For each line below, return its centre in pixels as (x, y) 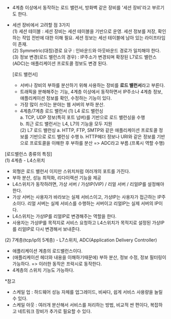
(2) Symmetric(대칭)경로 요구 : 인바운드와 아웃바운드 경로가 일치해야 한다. (87, 51)
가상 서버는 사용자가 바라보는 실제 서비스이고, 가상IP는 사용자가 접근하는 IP (87, 197)
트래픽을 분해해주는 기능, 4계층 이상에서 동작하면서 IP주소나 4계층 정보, (91, 92)
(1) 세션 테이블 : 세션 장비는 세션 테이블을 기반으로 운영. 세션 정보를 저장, (84, 31)
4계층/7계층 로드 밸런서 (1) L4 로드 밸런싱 (62, 111)
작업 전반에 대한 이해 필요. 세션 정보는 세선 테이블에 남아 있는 (83, 38)
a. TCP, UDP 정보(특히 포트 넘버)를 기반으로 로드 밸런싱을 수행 (82, 117)
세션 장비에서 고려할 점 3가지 (41, 25)
